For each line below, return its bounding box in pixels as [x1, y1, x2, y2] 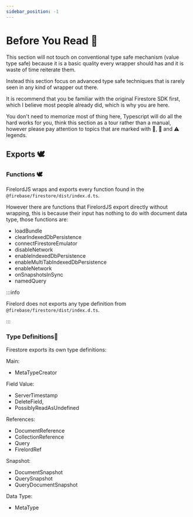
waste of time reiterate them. [6, 66, 76, 73]
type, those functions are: [6, 216, 69, 223]
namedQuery [14, 277, 47, 284]
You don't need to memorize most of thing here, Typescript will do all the [6, 112, 182, 120]
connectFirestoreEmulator [14, 240, 78, 247]
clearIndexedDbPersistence [14, 234, 82, 241]
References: [6, 416, 35, 423]
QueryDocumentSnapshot [14, 481, 78, 488]
